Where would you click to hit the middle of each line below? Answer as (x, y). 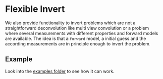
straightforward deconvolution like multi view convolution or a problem (77, 28)
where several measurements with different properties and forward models (82, 33)
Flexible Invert (35, 9)
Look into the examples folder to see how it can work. (60, 71)
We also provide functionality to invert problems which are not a (70, 23)
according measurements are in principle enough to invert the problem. (78, 43)
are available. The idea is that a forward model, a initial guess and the (76, 39)
